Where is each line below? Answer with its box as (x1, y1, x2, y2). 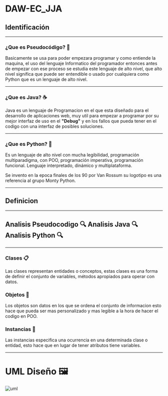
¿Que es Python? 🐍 (5, 140, 52, 147)
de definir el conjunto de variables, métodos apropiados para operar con (5, 273, 155, 279)
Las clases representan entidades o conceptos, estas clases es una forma (5, 268, 158, 274)
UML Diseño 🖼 (5, 365, 68, 377)
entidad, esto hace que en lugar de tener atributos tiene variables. (5, 342, 141, 348)
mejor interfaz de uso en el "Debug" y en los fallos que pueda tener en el (5, 118, 156, 124)
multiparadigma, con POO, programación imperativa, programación (5, 157, 143, 163)
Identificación (5, 23, 50, 32)
